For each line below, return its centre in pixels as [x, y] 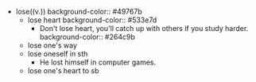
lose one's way [52, 45]
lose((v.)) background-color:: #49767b [79, 12]
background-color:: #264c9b [87, 37]
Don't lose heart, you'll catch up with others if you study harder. [144, 28]
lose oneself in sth [58, 54]
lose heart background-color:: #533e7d [92, 20]
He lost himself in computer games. [98, 62]
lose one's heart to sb [63, 70]
